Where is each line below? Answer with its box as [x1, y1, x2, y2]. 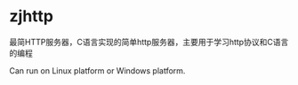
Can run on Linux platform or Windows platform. [9, 65, 186, 76]
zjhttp [9, 6, 53, 27]
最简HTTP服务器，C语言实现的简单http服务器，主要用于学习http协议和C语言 [9, 36, 289, 47]
